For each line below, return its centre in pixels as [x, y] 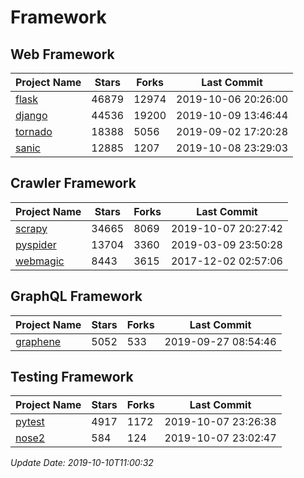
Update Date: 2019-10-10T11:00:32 [82, 463]
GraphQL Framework [76, 296]
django [31, 115]
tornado [34, 131]
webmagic [40, 261]
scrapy [31, 228]
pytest [30, 422]
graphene [38, 341]
